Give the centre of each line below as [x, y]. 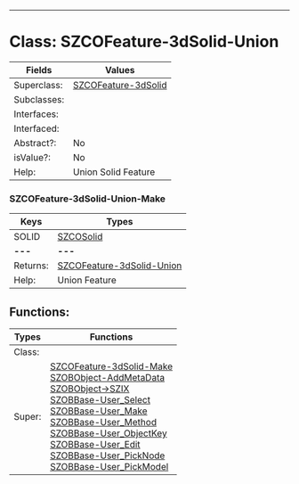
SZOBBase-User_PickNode [108, 455]
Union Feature [87, 280]
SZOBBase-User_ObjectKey [109, 433]
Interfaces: [36, 114]
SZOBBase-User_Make [99, 411]
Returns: [31, 266]
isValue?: [32, 157]
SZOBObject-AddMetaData [108, 378]
